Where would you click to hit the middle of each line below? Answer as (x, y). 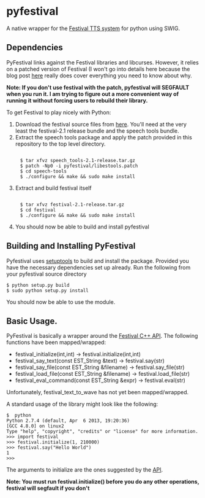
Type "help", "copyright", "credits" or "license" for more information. (102, 432)
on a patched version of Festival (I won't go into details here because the (98, 69)
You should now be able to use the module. (61, 302)
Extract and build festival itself (53, 188)
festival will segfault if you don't (48, 488)
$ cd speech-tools (43, 171)
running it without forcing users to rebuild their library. (77, 100)
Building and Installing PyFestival (71, 246)
